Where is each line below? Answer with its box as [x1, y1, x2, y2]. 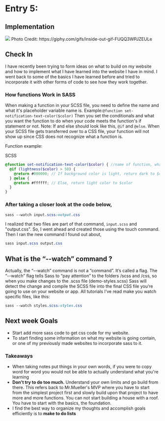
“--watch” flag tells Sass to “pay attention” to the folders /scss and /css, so [5, 273, 157, 279]
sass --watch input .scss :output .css [5, 212, 80, 217]
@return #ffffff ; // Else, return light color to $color [14, 180, 133, 185]
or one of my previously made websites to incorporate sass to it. [12, 340, 142, 346]
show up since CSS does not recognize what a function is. [5, 133, 123, 140]
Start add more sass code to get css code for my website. [12, 330, 130, 336]
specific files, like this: [5, 294, 50, 300]
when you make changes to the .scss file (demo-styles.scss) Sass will [5, 278, 147, 284]
